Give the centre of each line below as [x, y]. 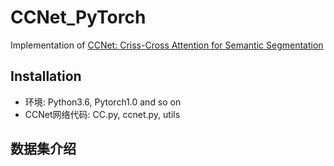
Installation [46, 76]
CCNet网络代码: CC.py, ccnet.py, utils [102, 114]
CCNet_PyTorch [78, 17]
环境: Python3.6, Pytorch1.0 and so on [103, 102]
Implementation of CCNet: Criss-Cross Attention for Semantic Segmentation [167, 45]
